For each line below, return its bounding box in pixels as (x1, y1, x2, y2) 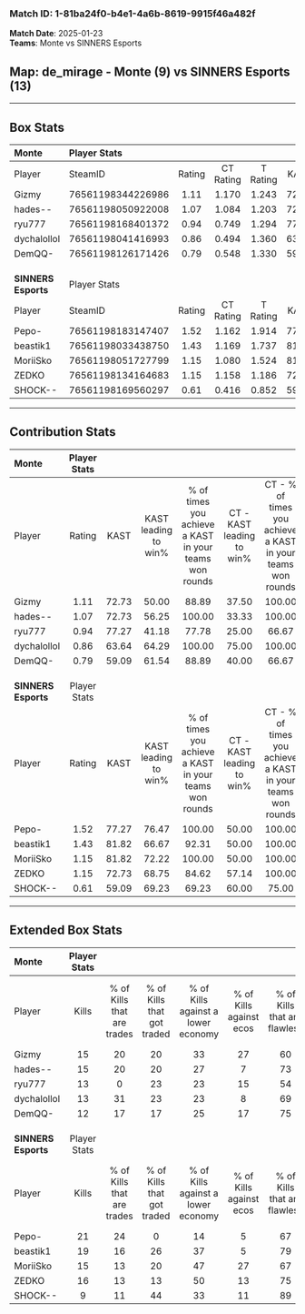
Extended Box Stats (9, 923, 123, 938)
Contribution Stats (9, 424, 116, 440)
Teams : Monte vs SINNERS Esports (9, 37, 143, 48)
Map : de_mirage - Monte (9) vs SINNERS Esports (9, 64, 290, 79)
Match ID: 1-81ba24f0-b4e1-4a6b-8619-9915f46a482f (9, 7, 256, 20)
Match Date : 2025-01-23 (9, 28, 103, 39)
